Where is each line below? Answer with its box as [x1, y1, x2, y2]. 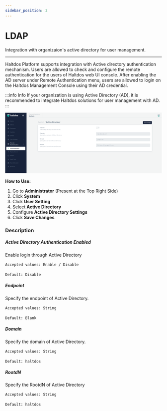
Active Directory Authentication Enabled [5, 239, 91, 245]
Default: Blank [5, 315, 37, 321]
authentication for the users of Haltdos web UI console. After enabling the [5, 71, 157, 77]
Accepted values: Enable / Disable [5, 262, 79, 267]
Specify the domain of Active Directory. [5, 339, 86, 345]
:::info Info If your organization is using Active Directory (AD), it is [5, 92, 138, 98]
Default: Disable [5, 272, 41, 277]
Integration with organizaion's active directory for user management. [5, 46, 146, 52]
